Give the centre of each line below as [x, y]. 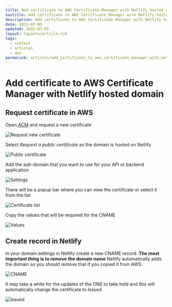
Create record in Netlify [44, 241]
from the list [18, 195]
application [17, 170]
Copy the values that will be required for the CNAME [60, 215]
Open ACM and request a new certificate [48, 125]
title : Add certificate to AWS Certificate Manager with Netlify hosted [84, 10]
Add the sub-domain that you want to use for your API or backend [75, 165]
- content [20, 43]
